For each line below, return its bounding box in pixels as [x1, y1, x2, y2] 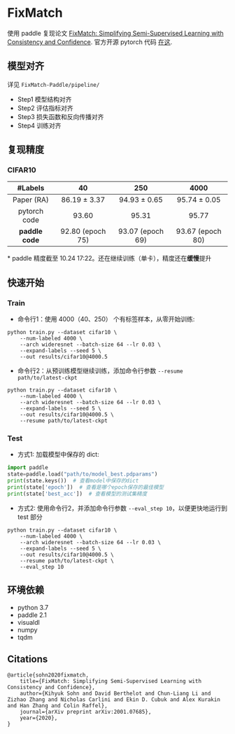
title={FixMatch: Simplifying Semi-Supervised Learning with [20, 678, 201, 685]
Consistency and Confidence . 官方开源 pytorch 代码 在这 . [7, 37, 173, 46]
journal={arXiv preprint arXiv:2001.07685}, [20, 709, 152, 716]
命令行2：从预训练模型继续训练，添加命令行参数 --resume [17, 366, 183, 375]
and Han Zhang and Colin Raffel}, [7, 702, 108, 709]
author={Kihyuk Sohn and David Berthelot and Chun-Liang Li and [20, 690, 211, 698]
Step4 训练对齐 [17, 121, 62, 130]
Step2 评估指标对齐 [17, 104, 73, 112]
